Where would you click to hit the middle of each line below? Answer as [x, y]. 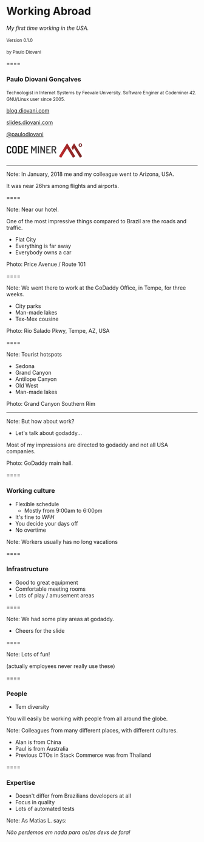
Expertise [21, 783]
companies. [21, 451]
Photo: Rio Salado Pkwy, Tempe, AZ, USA [58, 331]
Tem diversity [32, 707]
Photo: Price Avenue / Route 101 [46, 264]
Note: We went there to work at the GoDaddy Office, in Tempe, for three [96, 288]
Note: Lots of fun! [28, 654]
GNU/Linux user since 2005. [36, 99]
